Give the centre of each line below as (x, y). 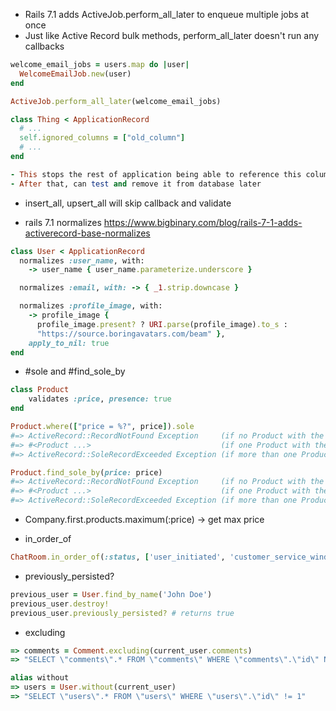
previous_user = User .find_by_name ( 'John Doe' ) (111, 594)
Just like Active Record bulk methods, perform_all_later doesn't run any (172, 35)
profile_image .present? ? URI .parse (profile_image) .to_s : (162, 324)
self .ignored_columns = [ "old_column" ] (102, 138)
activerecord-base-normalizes (87, 233)
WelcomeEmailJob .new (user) (75, 74)
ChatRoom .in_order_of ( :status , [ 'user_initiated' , (118, 557)
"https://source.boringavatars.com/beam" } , (131, 334)
